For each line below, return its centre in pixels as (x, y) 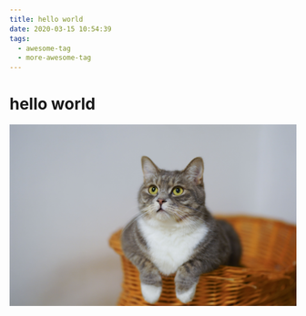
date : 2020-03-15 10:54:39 (61, 29)
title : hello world (46, 19)
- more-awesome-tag (55, 58)
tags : (20, 38)
